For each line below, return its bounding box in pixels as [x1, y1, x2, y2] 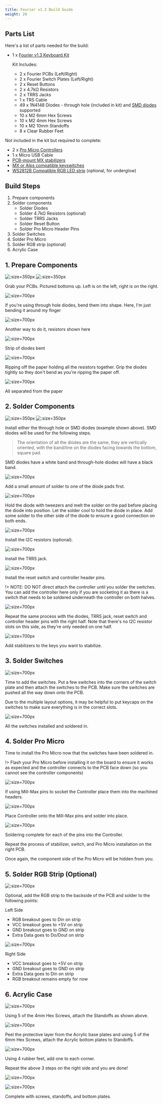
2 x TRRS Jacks [19, 92, 51, 98]
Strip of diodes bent [5, 345, 45, 351]
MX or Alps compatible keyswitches [12, 163, 84, 168]
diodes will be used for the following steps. [5, 430, 92, 436]
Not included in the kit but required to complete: [5, 138, 102, 143]
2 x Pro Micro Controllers [12, 147, 63, 153]
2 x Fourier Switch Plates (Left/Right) [19, 76, 94, 82]
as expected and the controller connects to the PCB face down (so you [5, 765, 148, 771]
